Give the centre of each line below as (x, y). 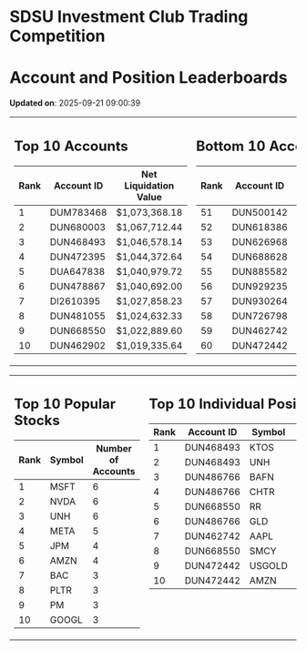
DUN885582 (260, 271)
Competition (58, 36)
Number (113, 449)
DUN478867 (78, 286)
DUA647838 (77, 271)
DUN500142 (260, 212)
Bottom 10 (230, 146)
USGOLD (269, 566)
